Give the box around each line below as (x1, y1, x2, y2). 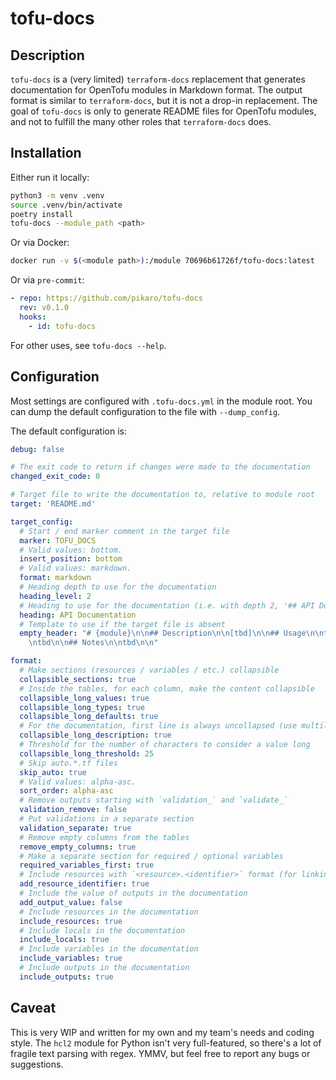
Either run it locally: (10, 171, 90, 183)
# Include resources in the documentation (19, 907, 199, 917)
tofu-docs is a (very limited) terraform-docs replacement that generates (10, 73, 306, 85)
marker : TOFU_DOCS (19, 535, 97, 546)
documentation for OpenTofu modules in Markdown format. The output (10, 84, 303, 96)
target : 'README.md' (10, 499, 97, 509)
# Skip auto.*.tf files (19, 758, 118, 768)
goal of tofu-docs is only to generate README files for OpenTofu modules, (10, 105, 317, 117)
